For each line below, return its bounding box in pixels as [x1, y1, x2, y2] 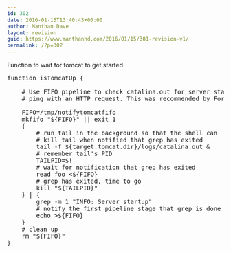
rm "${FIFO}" [21, 232, 65, 240]
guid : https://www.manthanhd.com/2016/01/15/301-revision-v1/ [7, 36, 189, 43]
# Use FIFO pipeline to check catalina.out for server [21, 88, 211, 96]
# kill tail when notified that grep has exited [36, 136, 203, 144]
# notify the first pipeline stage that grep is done [36, 205, 221, 212]
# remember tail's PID [36, 150, 113, 157]
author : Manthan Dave [7, 23, 69, 30]
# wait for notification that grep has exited [36, 164, 196, 171]
